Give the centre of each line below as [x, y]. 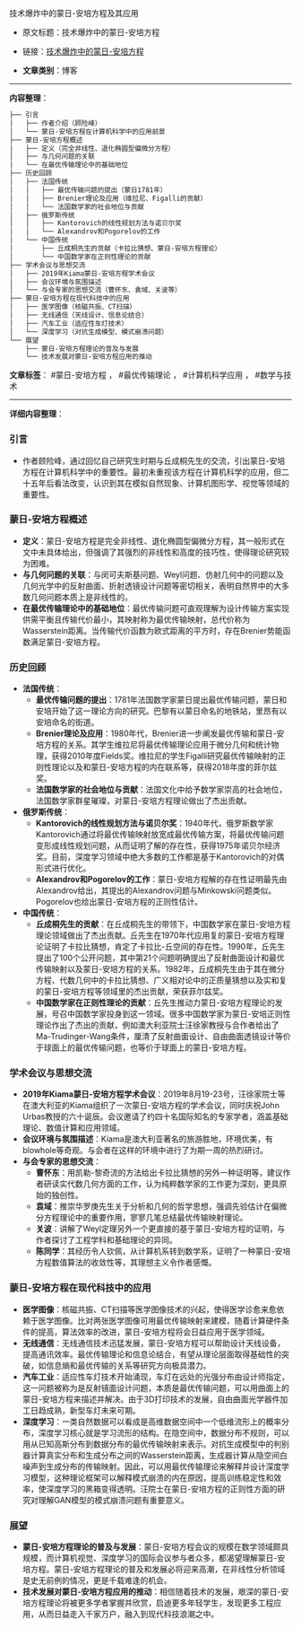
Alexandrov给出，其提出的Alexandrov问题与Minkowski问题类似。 [155, 890]
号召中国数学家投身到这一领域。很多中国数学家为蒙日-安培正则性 [171, 1014]
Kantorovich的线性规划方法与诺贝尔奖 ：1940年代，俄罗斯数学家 [155, 823]
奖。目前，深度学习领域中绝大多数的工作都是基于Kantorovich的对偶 [160, 857]
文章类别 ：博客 [50, 70]
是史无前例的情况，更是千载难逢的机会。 [97, 1580]
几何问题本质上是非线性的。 [81, 597]
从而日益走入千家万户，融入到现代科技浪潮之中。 [129, 1615]
